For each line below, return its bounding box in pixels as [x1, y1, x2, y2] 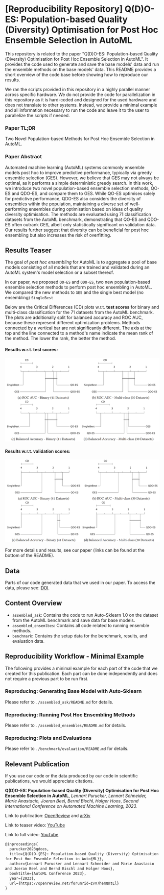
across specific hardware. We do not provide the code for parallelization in [5, 92, 156, 97]
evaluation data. [12, 638, 45, 644]
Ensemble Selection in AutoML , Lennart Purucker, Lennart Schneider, [5, 793, 147, 799]
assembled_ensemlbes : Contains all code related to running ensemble [12, 622, 149, 628]
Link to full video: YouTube [5, 832, 59, 838]
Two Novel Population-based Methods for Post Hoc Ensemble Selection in [5, 136, 155, 142]
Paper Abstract [5, 153, 42, 160]
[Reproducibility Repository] [5, 3, 123, 15]
